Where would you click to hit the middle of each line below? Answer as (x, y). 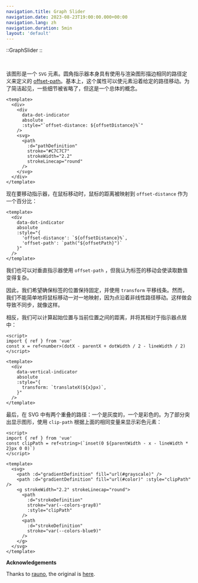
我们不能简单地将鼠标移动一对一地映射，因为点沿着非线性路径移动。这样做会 (99, 297)
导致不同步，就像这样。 (34, 305)
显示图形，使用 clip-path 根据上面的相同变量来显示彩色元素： (86, 422)
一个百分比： (22, 201)
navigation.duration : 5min (39, 28)
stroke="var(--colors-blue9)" (64, 531)
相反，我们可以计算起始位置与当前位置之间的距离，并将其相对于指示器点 (94, 317)
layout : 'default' (29, 34)
